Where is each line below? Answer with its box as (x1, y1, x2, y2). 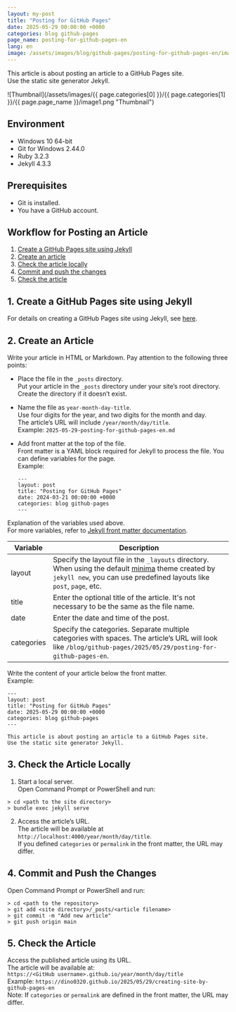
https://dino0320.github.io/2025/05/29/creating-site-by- (35, 978, 209, 986)
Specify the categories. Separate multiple (52, 624, 190, 634)
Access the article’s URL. (17, 817, 90, 825)
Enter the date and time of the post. (52, 613, 170, 623)
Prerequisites (7, 180, 67, 192)
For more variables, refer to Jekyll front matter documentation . (7, 526, 188, 535)
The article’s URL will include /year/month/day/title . (17, 417, 171, 427)
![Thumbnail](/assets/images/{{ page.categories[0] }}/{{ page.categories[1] (7, 90, 226, 99)
